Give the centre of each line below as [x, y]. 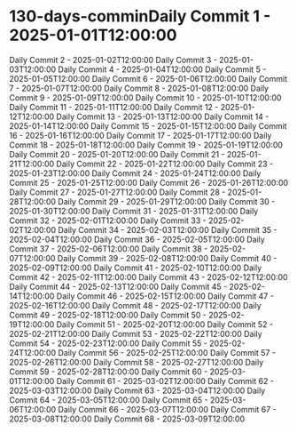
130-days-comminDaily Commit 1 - [140, 16]
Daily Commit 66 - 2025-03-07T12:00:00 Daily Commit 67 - [167, 409]
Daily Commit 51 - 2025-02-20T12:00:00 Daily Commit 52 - [164, 324]
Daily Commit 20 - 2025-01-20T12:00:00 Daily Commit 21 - [117, 154]
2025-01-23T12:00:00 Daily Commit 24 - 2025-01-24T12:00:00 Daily [135, 173]
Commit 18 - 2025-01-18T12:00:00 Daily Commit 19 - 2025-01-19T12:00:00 [146, 145]
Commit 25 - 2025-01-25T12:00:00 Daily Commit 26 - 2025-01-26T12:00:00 [149, 182]
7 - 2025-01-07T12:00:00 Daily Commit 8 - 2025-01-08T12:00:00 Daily [139, 88]
